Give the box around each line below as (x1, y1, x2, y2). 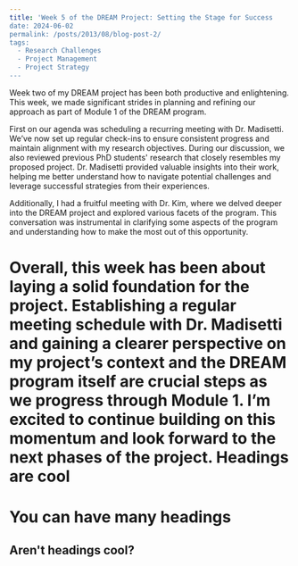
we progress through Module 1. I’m (9, 390, 270, 411)
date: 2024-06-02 (9, 21, 74, 30)
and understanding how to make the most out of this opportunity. (9, 226, 249, 237)
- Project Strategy (17, 63, 90, 72)
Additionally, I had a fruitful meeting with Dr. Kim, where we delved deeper (9, 197, 283, 208)
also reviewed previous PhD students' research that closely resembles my (9, 152, 281, 162)
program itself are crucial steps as (9, 371, 268, 392)
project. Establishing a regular (9, 295, 236, 316)
